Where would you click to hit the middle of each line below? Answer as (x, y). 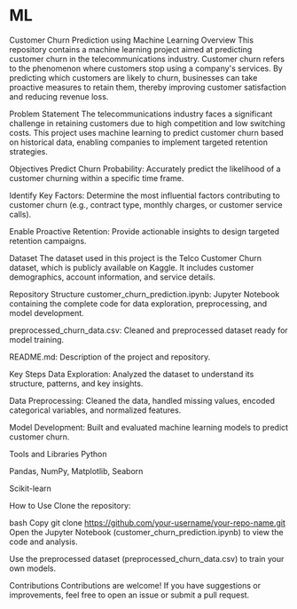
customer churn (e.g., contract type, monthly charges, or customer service (146, 204)
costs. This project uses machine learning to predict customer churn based (146, 132)
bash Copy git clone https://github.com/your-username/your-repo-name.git (148, 522)
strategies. (29, 151)
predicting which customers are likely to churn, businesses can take (133, 77)
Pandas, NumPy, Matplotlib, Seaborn (76, 471)
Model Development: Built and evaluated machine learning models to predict (149, 427)
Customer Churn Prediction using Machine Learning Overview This (132, 40)
